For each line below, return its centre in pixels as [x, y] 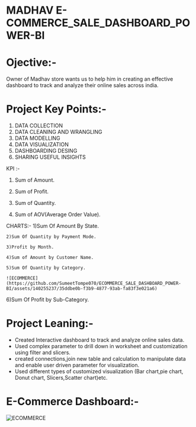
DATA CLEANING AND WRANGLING [58, 132]
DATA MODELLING [37, 138]
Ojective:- [31, 62]
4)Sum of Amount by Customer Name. [50, 258]
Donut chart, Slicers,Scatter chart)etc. [61, 378]
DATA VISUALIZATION [42, 145]
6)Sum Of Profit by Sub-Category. [48, 300]
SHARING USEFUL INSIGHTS [50, 157]
